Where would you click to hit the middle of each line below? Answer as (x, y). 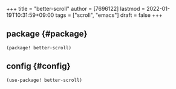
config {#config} (38, 66)
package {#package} (47, 34)
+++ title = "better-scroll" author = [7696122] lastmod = (76, 9)
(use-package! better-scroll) (44, 80)
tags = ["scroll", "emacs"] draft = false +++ (109, 15)
